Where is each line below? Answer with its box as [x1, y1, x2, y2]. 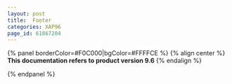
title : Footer [7, 17, 52, 24]
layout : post [7, 10, 46, 17]
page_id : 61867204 [7, 29, 61, 37]
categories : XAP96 [7, 23, 61, 30]
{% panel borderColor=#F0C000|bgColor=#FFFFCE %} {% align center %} [7, 49, 226, 57]
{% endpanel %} [7, 70, 56, 78]
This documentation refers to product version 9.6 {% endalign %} [7, 57, 202, 65]
